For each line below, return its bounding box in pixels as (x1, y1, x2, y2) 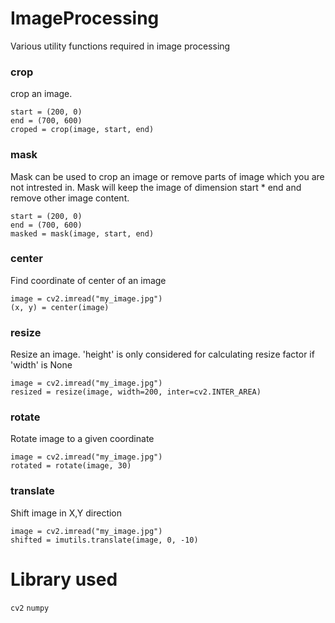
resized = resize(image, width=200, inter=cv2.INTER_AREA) (10, 387, 262, 397)
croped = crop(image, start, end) (10, 125, 155, 135)
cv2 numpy (10, 603, 50, 613)
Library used (10, 568, 118, 591)
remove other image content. (10, 192, 130, 204)
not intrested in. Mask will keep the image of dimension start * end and (10, 181, 302, 193)
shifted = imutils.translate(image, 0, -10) (10, 535, 199, 545)
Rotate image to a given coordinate (10, 433, 155, 445)
